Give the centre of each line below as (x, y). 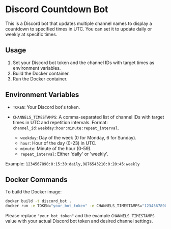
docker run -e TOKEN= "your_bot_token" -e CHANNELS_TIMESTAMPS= (74, 206)
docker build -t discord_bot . (38, 201)
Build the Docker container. (41, 73)
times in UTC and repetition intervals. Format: (60, 122)
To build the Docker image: (34, 192)
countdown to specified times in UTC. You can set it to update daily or (79, 28)
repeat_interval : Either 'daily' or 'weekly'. (64, 154)
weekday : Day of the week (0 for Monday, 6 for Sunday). (78, 137)
